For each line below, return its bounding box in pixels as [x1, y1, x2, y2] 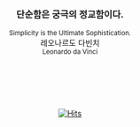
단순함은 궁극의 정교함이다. [16, 8, 124, 20]
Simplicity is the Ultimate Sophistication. [9, 29, 131, 38]
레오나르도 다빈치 [40, 38, 100, 49]
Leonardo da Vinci [42, 48, 98, 56]
